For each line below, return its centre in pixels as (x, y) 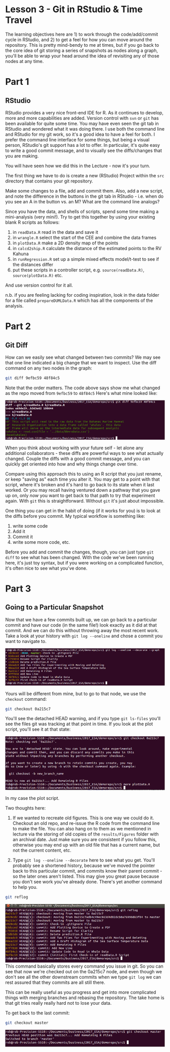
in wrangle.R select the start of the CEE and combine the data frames (84, 237)
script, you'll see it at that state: (38, 729)
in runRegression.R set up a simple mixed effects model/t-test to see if (86, 259)
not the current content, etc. (42, 850)
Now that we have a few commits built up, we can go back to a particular (81, 620)
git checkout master (27, 1023)
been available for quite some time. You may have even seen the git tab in (82, 123)
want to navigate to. (26, 641)
